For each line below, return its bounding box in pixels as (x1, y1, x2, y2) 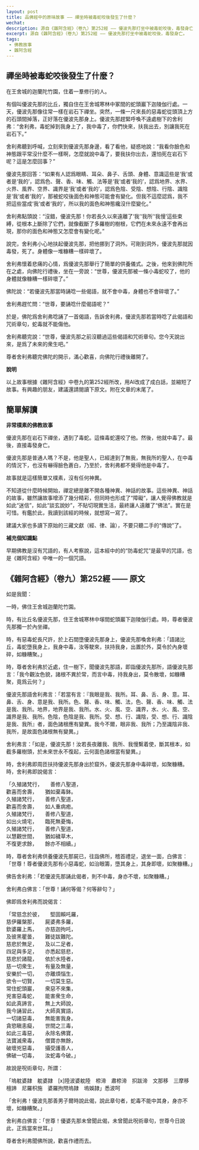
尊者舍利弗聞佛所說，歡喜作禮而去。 (6, 1138, 95, 1145)
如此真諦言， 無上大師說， (6, 1000, 76, 1007)
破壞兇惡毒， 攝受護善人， (6, 1044, 76, 1052)
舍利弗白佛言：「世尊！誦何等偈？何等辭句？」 (6, 886, 118, 893)
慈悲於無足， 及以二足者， (6, 940, 76, 948)
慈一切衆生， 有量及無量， (6, 963, 76, 970)
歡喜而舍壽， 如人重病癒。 (6, 803, 76, 810)
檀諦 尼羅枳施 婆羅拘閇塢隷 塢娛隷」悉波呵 (6, 1085, 120, 1092)
